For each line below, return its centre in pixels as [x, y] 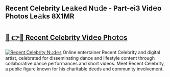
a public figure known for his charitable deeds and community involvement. [85, 69]
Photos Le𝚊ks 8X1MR [40, 17]
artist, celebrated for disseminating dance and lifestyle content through [80, 58]
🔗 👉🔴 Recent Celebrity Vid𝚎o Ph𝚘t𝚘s [66, 37]
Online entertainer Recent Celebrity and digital [112, 52]
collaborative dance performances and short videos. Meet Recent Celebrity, [85, 63]
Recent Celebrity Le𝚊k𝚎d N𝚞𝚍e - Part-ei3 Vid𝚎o [83, 8]
